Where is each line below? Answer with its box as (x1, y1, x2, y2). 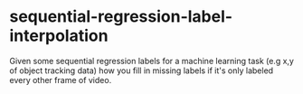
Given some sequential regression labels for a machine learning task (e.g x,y (9, 55, 294, 66)
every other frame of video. (9, 74, 112, 85)
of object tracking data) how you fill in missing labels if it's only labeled (9, 65, 274, 76)
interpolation (9, 25, 109, 46)
